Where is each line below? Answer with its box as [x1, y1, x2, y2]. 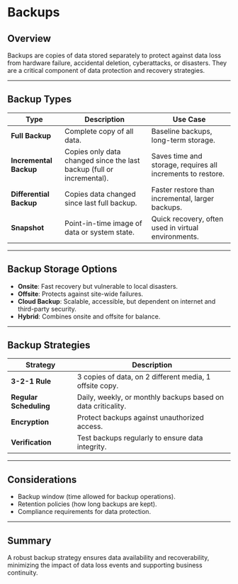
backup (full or [64, 164, 114, 174]
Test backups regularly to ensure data [76, 433, 203, 443]
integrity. [76, 442, 107, 452]
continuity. [7, 568, 38, 577]
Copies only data [64, 147, 121, 156]
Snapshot [11, 222, 45, 232]
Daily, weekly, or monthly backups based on [76, 392, 225, 402]
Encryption [11, 417, 50, 427]
